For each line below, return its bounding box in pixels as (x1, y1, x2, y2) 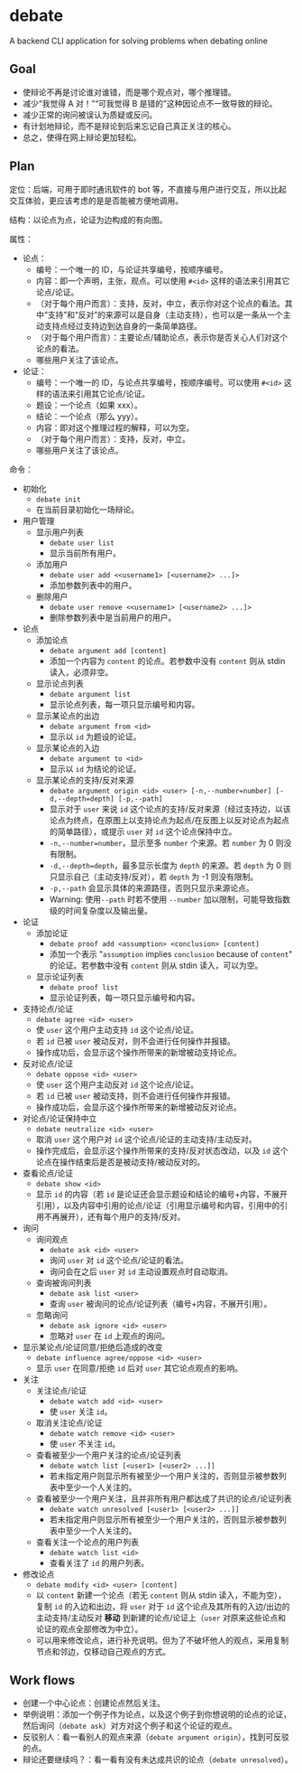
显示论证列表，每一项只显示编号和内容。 (49, 991, 200, 1003)
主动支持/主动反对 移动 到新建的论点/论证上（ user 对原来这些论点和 (35, 1612, 287, 1623)
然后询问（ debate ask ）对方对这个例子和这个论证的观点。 (22, 1721, 237, 1731)
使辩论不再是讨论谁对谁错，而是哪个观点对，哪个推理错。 (22, 87, 236, 98)
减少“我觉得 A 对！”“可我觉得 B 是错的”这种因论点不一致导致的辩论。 (22, 98, 278, 108)
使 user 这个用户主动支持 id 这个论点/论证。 (35, 1024, 199, 1035)
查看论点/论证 (22, 1168, 74, 1178)
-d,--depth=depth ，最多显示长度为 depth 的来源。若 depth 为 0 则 (49, 859, 291, 870)
